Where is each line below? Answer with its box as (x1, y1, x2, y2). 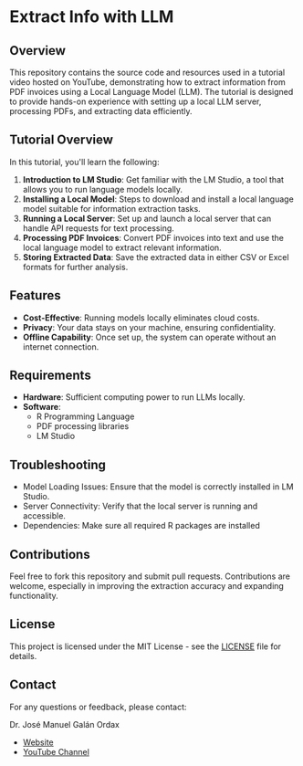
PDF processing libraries (36, 421, 130, 432)
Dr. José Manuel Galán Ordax (9, 719, 120, 729)
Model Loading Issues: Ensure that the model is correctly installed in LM (22, 481, 294, 492)
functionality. (9, 591, 59, 602)
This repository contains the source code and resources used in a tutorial (9, 67, 286, 78)
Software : (22, 402, 61, 413)
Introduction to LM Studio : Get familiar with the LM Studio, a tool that (22, 173, 285, 184)
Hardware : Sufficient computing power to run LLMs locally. (22, 392, 246, 403)
